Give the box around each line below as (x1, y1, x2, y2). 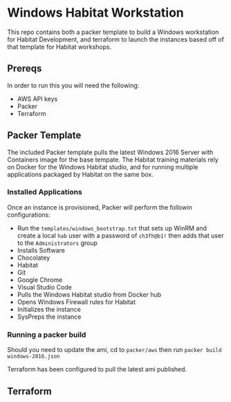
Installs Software (17, 246, 66, 254)
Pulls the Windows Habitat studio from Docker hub (17, 290, 162, 299)
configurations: (7, 210, 50, 219)
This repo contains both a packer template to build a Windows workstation (7, 28, 219, 36)
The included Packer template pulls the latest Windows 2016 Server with (7, 148, 214, 156)
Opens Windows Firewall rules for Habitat (17, 297, 136, 306)
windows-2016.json (7, 353, 60, 360)
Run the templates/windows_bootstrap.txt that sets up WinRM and (17, 224, 207, 232)
